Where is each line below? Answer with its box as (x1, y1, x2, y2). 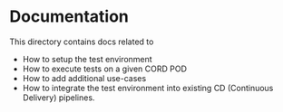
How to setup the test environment (22, 53, 152, 64)
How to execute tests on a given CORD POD (22, 63, 188, 74)
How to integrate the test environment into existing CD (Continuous (22, 82, 274, 93)
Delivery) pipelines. (22, 92, 95, 103)
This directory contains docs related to (9, 36, 154, 47)
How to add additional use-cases (22, 72, 147, 83)
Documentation (9, 6, 130, 27)
